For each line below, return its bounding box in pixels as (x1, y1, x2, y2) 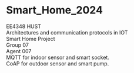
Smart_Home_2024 (6, 4, 103, 17)
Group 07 (6, 41, 29, 48)
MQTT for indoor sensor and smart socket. (6, 54, 110, 61)
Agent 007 (6, 47, 32, 54)
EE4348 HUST (6, 23, 41, 30)
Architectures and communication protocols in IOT (6, 29, 128, 36)
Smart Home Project (6, 35, 55, 42)
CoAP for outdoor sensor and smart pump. (6, 60, 109, 67)
